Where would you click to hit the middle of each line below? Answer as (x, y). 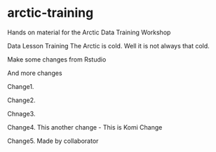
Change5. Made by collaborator (53, 141)
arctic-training (50, 13)
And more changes (35, 73)
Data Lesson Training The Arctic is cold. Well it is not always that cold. (109, 46)
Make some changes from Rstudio (57, 59)
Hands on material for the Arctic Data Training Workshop (89, 32)
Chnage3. (21, 113)
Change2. (21, 100)
